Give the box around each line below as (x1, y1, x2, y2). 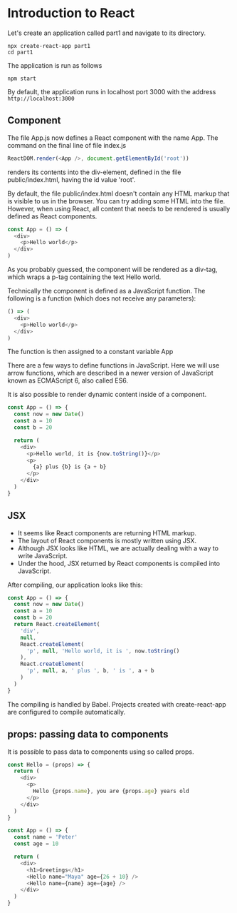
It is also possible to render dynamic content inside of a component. (7, 390, 207, 399)
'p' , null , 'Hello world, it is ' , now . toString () (26, 647, 180, 655)
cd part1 (7, 49, 33, 56)
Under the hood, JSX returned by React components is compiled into (17, 559, 221, 568)
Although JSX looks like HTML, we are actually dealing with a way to (17, 544, 219, 553)
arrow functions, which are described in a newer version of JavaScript (7, 369, 214, 378)
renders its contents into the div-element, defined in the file (7, 168, 181, 176)
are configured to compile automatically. (7, 707, 126, 716)
